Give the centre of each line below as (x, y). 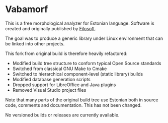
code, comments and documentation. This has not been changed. (73, 105)
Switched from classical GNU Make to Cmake (60, 69)
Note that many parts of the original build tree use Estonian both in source (82, 100)
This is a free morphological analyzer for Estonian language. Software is (80, 23)
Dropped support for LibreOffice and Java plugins (64, 85)
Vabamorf (27, 9)
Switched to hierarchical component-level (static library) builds (78, 74)
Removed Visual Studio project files (49, 90)
